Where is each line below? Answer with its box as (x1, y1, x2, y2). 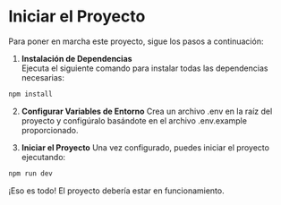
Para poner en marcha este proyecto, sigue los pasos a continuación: (8, 36, 264, 47)
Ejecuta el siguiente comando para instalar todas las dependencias (21, 63, 268, 73)
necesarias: (21, 72, 64, 82)
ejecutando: (21, 151, 66, 162)
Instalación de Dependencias (21, 53, 132, 64)
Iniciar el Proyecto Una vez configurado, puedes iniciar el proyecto (21, 141, 270, 153)
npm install (8, 90, 53, 98)
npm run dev (8, 168, 53, 178)
